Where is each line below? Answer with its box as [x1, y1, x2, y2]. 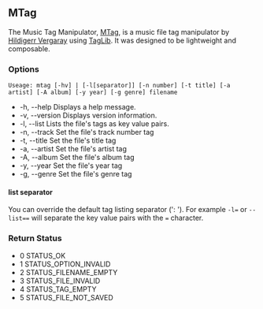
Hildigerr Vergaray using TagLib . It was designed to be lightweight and [8, 35, 236, 45]
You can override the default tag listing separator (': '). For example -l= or [8, 205, 247, 214]
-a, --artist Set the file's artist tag [19, 144, 128, 154]
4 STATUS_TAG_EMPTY [19, 284, 97, 294]
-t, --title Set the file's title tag [19, 136, 117, 145]
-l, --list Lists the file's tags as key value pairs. [19, 119, 169, 128]
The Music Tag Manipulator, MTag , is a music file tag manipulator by [8, 27, 230, 36]
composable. [8, 43, 51, 54]
